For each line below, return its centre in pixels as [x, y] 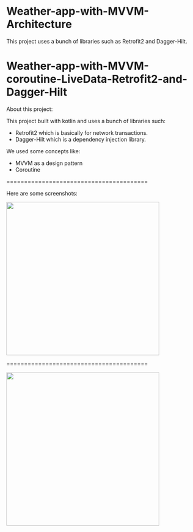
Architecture [39, 24]
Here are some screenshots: [42, 193]
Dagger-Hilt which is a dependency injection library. [81, 139]
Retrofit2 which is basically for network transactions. [82, 132]
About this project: [30, 109]
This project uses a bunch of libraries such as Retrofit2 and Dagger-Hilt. [97, 41]
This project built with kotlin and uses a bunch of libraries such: [86, 121]
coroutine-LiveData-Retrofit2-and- [97, 79]
